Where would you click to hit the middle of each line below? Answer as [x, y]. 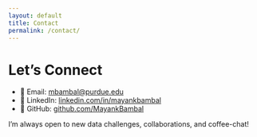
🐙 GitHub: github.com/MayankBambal [82, 109]
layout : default [35, 16]
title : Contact [34, 23]
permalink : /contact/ [44, 30]
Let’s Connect [55, 70]
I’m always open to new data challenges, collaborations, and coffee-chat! [128, 124]
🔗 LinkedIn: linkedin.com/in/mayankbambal [91, 100]
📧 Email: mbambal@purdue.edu [71, 92]
